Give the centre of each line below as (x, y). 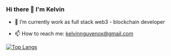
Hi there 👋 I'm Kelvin (35, 9)
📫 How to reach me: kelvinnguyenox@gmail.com (74, 34)
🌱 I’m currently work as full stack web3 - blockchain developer (90, 22)
